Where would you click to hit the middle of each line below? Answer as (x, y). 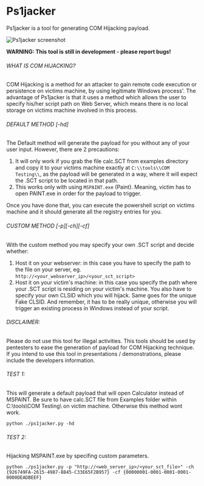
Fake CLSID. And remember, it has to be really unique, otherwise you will (106, 302)
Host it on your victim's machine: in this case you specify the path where (106, 282)
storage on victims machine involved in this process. (72, 110)
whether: (18, 251)
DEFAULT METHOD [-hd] (37, 124)
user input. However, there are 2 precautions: (63, 150)
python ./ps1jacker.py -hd (40, 423)
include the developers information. (51, 360)
